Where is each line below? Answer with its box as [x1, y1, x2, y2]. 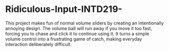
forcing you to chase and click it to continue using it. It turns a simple [5, 30, 150, 36]
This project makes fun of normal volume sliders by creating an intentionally [5, 20, 164, 26]
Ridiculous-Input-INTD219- [5, 3, 123, 15]
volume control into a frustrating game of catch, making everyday [5, 36, 142, 42]
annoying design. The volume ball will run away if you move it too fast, [5, 25, 152, 31]
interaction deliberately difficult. [5, 41, 72, 47]
